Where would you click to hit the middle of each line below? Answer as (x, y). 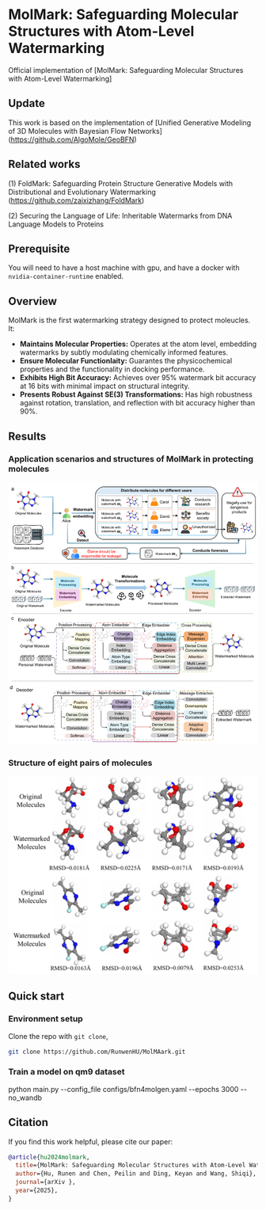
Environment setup (46, 1019)
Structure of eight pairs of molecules (80, 763)
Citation (28, 1122)
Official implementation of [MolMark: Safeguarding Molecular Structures (126, 70)
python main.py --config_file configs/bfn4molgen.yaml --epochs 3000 (123, 1089)
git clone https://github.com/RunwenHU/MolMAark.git (97, 1052)
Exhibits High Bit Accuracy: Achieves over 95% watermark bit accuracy (138, 378)
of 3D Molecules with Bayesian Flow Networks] (85, 131)
